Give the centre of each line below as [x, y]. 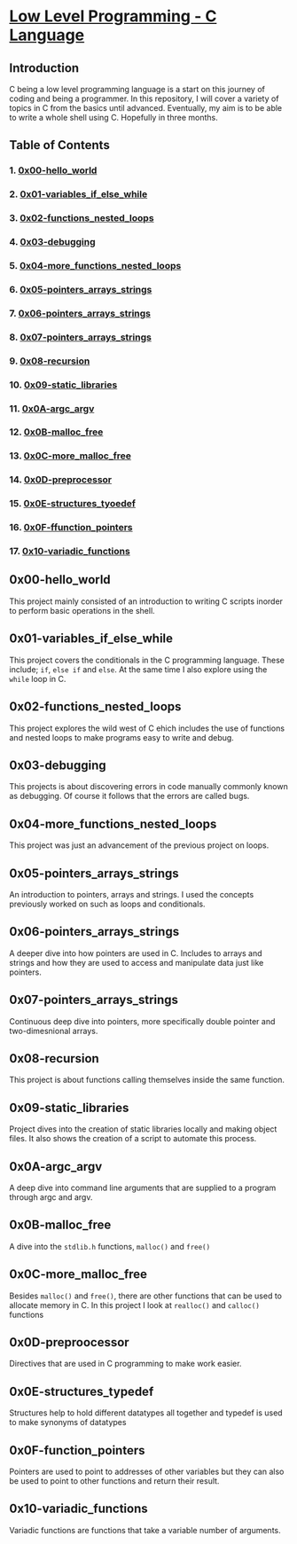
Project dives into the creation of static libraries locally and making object [143, 1129]
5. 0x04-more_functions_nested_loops [95, 266]
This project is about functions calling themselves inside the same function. [147, 1080]
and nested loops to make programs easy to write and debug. [122, 737]
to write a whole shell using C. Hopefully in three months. [114, 118]
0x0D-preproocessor [70, 1342]
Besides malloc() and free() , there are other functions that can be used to [145, 1296]
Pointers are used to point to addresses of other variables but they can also [147, 1472]
